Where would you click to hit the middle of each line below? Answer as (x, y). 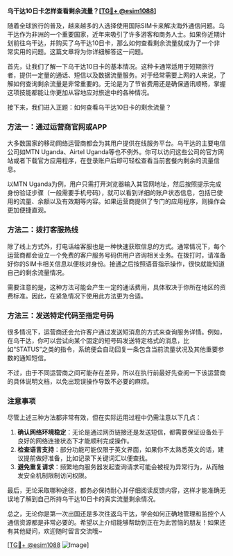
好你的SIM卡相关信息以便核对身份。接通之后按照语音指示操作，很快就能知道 (116, 264)
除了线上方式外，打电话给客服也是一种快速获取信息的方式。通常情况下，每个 (116, 246)
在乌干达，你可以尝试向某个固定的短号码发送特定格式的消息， (95, 340)
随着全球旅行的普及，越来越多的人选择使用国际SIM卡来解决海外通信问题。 (113, 26)
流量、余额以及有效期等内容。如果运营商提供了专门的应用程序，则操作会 (122, 201)
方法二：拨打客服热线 (43, 230)
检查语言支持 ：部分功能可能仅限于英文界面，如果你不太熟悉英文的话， (118, 450)
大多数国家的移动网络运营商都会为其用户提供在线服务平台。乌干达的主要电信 (116, 143)
